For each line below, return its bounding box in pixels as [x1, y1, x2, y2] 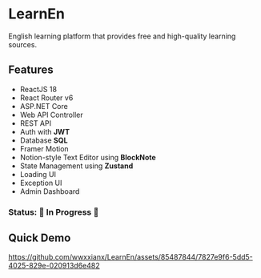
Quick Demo [8, 232, 71, 245]
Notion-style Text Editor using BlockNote [19, 152, 156, 162]
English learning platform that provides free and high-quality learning [8, 31, 236, 41]
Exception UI [19, 178, 62, 187]
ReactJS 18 [19, 84, 58, 94]
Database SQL [19, 135, 68, 145]
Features [8, 63, 54, 77]
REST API [19, 118, 52, 128]
